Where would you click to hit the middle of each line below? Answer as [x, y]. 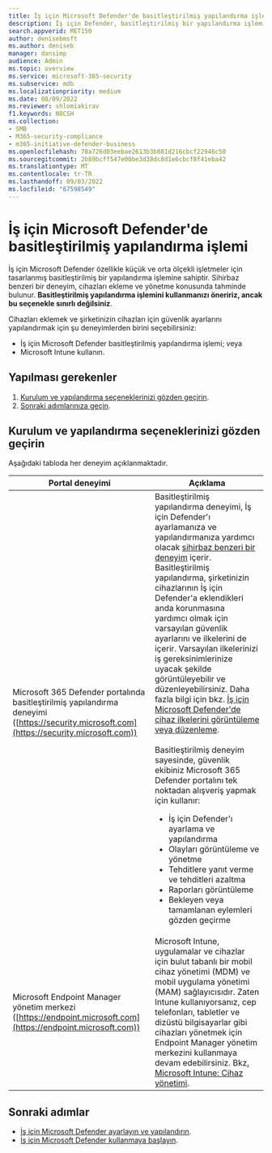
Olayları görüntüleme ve [214, 849]
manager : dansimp [38, 53]
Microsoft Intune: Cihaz [199, 1073]
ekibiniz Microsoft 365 [198, 771]
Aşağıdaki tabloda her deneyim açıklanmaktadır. [88, 463]
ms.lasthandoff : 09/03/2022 [56, 182]
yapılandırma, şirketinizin [202, 578]
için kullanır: [178, 801]
